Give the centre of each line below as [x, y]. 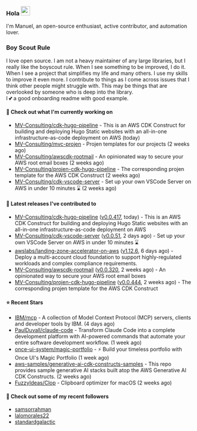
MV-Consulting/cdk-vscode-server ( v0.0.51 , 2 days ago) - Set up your [100, 236]
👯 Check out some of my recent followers [57, 396]
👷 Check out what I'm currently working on [59, 112]
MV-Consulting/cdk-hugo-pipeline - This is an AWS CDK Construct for [100, 125]
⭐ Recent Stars [25, 302]
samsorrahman [33, 409]
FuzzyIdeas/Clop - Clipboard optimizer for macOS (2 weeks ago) [93, 383]
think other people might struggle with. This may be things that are [87, 85]
